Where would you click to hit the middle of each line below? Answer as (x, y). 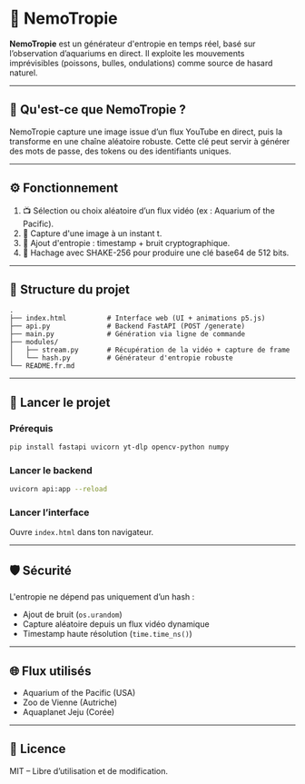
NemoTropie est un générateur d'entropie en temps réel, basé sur (133, 44)
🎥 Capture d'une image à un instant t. (92, 233)
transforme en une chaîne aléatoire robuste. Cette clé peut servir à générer (150, 141)
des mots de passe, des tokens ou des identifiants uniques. (120, 151)
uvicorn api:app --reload (58, 490)
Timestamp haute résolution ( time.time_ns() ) (107, 634)
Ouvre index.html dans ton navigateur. (82, 532)
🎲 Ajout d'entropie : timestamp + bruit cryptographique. (126, 243)
